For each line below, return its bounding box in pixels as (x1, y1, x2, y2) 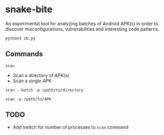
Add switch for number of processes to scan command (12, 124, 129, 130)
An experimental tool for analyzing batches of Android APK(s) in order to (5, 20, 159, 27)
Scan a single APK (12, 78, 52, 84)
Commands (5, 50, 44, 58)
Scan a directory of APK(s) (12, 72, 70, 78)
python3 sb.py (5, 36, 36, 41)
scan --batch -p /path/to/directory (5, 87, 84, 93)
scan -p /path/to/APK (5, 96, 52, 102)
